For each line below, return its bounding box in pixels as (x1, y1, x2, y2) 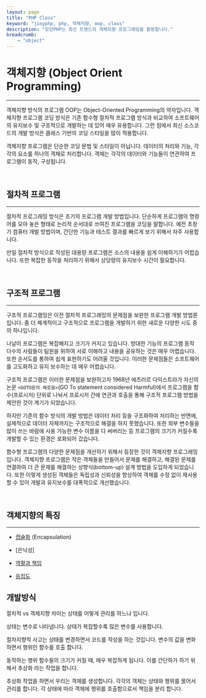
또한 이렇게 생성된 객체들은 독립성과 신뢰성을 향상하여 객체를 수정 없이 (14, 471, 181, 478)
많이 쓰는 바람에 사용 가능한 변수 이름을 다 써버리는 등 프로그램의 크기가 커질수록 (6, 427, 198, 434)
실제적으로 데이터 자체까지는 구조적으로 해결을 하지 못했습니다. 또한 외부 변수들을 (6, 419, 200, 427)
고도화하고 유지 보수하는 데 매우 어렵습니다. (12, 363, 116, 370)
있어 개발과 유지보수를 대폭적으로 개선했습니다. (19, 479, 131, 486)
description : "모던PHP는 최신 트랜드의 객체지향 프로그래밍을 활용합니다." (6, 26, 174, 33)
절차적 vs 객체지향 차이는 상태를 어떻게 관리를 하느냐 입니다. (6, 610, 150, 618)
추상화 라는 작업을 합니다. (17, 664, 78, 672)
